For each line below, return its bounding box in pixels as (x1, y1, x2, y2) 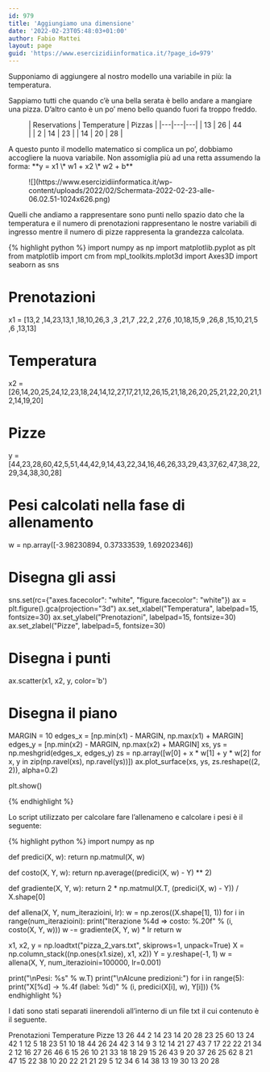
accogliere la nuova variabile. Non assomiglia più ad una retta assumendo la (8, 153, 261, 162)
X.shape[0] (8, 892, 46, 902)
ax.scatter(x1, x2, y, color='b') (8, 675, 107, 685)
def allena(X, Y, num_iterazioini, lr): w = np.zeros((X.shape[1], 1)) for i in (8, 907, 245, 917)
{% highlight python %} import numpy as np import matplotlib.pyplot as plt (8, 243, 255, 252)
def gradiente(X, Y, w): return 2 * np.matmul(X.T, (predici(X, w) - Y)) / (8, 883, 239, 893)
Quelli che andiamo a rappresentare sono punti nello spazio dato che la (8, 210, 245, 219)
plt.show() (8, 780, 43, 790)
